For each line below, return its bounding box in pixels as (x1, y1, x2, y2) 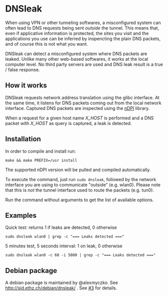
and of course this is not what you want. (5, 41, 88, 47)
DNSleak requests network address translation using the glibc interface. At (5, 94, 159, 100)
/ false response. (5, 66, 40, 73)
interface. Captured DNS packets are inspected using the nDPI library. (5, 105, 150, 111)
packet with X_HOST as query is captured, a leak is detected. (5, 120, 132, 126)
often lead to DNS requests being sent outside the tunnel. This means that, (5, 25, 159, 31)
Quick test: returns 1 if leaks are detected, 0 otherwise (5, 224, 117, 231)
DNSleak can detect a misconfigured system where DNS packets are (5, 51, 147, 57)
